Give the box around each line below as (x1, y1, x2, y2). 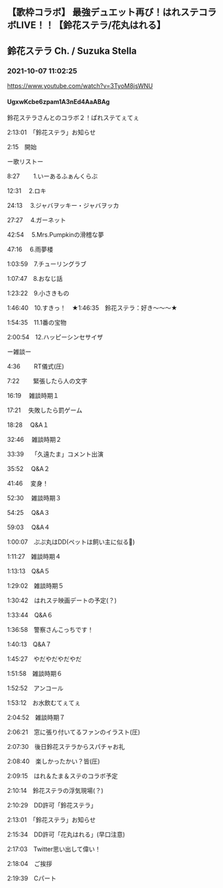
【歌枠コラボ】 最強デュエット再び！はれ (7, 6, 180, 19)
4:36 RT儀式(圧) (7, 362, 64, 370)
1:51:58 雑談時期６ (7, 670, 63, 678)
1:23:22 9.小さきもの (7, 289, 70, 297)
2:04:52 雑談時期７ (7, 713, 66, 721)
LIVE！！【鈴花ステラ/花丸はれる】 (16, 19, 166, 31)
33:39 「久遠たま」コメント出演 (7, 450, 104, 458)
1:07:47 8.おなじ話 (7, 275, 63, 283)
